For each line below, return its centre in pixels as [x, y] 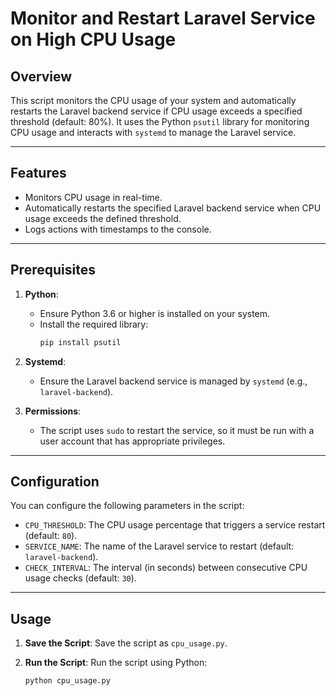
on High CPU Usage [93, 39]
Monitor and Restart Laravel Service [163, 18]
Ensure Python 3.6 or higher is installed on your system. [155, 313]
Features [38, 173]
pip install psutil [80, 342]
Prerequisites [53, 270]
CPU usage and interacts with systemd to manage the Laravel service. [153, 132]
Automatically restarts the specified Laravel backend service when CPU [173, 208]
